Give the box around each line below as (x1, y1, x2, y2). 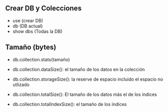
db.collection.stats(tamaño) (12, 56, 70, 62)
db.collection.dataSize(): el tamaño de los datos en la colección (12, 66, 145, 72)
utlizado (12, 81, 29, 88)
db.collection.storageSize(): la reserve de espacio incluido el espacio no (12, 76, 163, 82)
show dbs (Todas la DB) (12, 28, 63, 34)
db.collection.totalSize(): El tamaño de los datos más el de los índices (12, 91, 157, 97)
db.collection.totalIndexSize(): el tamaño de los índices (12, 101, 127, 107)
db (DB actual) (12, 23, 43, 29)
